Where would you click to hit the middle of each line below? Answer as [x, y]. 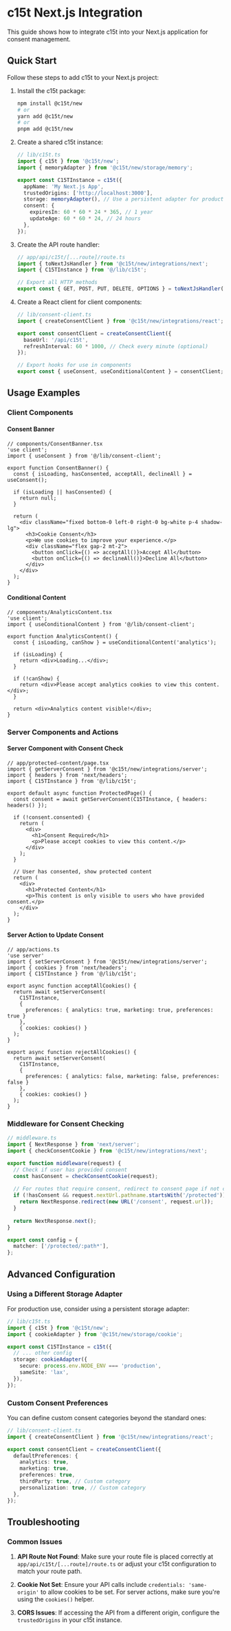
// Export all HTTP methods [57, 283]
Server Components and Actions [63, 732]
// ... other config [43, 1353]
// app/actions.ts [33, 950]
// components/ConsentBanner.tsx [55, 444]
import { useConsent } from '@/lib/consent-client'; [84, 456]
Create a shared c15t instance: [60, 142]
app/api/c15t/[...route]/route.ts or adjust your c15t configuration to [117, 1564]
